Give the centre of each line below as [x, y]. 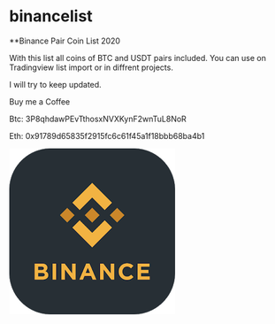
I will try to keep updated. [55, 84]
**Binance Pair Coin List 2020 [65, 41]
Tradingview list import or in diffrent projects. [92, 67]
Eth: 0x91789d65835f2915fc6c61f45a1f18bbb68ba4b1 [107, 135]
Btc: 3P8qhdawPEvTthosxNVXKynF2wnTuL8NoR [98, 119]
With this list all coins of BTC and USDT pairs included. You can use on [138, 58]
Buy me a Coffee [40, 101]
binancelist [51, 16]
